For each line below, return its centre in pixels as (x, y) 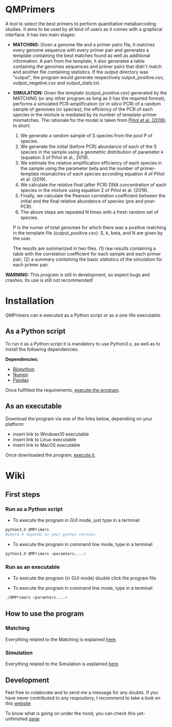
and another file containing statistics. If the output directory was (81, 72)
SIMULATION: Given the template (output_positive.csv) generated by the (90, 93)
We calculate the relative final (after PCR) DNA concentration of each (93, 185)
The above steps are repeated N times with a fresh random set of (90, 212)
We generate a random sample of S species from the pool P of (86, 135)
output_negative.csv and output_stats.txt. (56, 83)
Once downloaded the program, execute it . (51, 455)
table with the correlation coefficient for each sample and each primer (87, 253)
